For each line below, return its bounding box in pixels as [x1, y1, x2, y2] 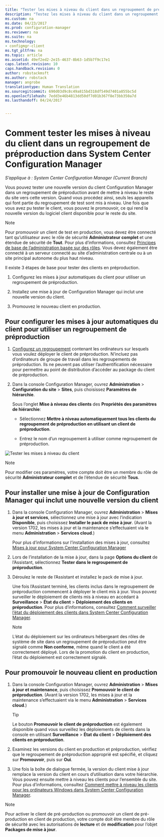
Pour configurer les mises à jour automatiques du [5, 318, 159, 326]
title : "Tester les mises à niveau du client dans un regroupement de [5, 7, 152, 12]
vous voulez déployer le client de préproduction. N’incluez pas [12, 351, 138, 357]
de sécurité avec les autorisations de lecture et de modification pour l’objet [5, 821, 158, 827]
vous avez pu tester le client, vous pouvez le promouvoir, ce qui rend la [5, 205, 148, 211]
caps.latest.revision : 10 [5, 62, 58, 66]
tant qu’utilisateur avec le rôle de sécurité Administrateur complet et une [5, 235, 153, 240]
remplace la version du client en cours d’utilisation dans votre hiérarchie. [12, 771, 159, 777]
